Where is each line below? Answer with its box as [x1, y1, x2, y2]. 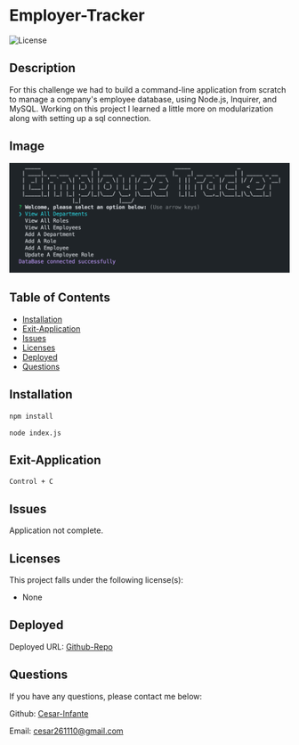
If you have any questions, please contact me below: [9, 691, 203, 701]
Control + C [9, 478, 53, 487]
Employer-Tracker [9, 5, 145, 26]
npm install [9, 412, 53, 421]
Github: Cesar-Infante [9, 708, 89, 718]
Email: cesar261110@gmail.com [9, 725, 124, 736]
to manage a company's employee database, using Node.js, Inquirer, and [9, 94, 278, 104]
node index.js [9, 429, 62, 438]
